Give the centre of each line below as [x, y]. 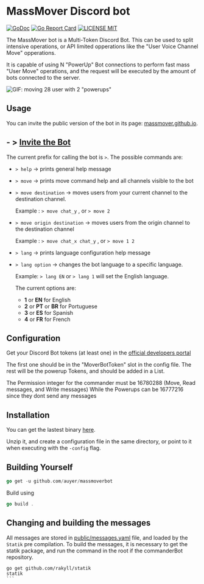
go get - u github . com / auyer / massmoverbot [60, 481]
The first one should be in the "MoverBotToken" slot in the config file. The [99, 365]
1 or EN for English [47, 300]
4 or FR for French [47, 319]
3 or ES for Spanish [49, 312]
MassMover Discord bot [68, 11]
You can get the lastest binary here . [51, 430]
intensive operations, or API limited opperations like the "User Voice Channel [102, 46]
